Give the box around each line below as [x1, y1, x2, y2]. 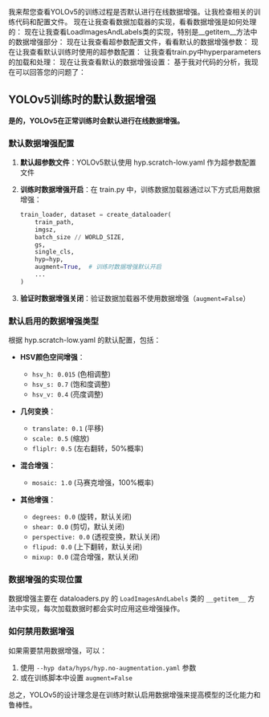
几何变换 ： [19, 406, 56, 416]
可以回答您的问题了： [14, 67, 86, 76]
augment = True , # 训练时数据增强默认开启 [35, 263, 162, 271]
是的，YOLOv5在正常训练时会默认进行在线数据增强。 [8, 116, 185, 125]
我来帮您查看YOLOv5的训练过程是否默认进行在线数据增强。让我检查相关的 [8, 7, 255, 16]
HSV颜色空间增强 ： [19, 352, 85, 362]
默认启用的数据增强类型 [8, 316, 99, 327]
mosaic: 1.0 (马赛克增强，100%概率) [31, 478, 154, 487]
